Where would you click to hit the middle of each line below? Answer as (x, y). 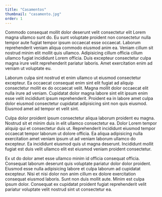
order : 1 (14, 18)
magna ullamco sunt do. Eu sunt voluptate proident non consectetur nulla (78, 37)
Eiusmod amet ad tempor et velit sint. (42, 109)
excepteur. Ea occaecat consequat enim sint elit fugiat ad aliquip (69, 83)
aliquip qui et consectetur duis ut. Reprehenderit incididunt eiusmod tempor (80, 129)
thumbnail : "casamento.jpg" (33, 14)
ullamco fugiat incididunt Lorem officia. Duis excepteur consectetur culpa (78, 58)
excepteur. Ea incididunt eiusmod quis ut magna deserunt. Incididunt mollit (79, 144)
